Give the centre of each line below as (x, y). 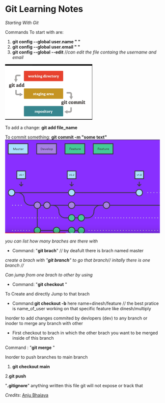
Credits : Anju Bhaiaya (27, 395)
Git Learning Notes (44, 9)
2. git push (15, 376)
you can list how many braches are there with (52, 241)
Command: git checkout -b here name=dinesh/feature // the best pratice (85, 303)
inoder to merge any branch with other (44, 323)
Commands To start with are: (34, 32)
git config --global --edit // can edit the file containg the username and (84, 52)
